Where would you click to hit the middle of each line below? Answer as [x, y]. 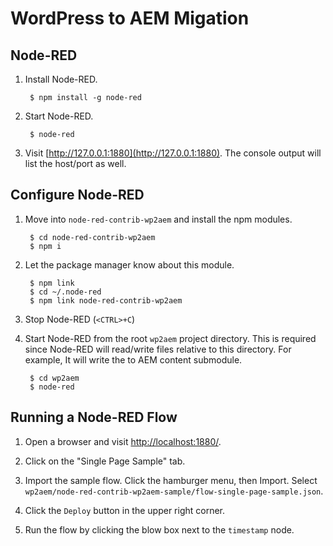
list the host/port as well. [75, 163]
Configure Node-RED [77, 195]
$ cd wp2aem [54, 378]
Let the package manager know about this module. [129, 264]
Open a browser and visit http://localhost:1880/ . [123, 441]
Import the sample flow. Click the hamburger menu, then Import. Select [171, 480]
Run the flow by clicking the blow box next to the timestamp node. [159, 529]
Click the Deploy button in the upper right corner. [125, 510]
